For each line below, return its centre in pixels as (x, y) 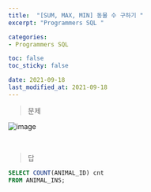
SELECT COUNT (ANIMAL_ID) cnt (56, 173)
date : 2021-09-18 (37, 80)
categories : (28, 37)
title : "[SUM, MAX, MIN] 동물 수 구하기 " (76, 15)
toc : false (26, 59)
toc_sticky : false (38, 66)
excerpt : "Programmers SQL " (56, 23)
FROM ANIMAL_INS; (37, 180)
